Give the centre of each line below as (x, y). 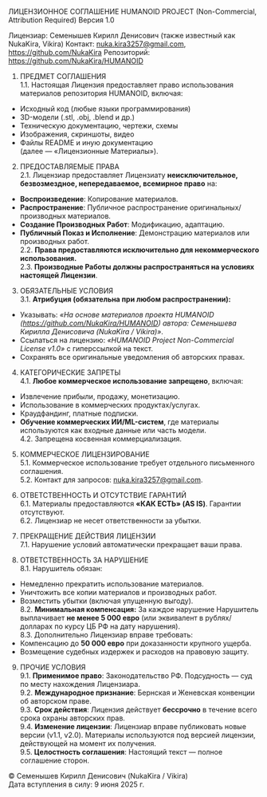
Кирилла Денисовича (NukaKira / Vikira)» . (91, 331)
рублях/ (219, 618)
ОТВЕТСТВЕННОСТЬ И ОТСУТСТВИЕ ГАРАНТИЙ (103, 495)
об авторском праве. (55, 701)
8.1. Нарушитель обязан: (61, 568)
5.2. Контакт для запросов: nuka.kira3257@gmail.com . (111, 479)
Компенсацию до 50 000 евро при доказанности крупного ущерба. (135, 643)
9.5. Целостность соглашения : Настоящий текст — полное (121, 752)
